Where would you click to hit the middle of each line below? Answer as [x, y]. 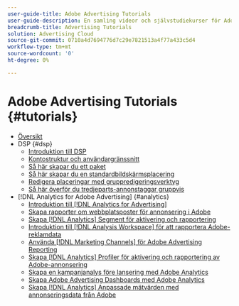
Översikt [30, 136]
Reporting [43, 249]
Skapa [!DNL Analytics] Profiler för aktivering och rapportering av [124, 257]
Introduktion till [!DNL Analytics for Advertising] [97, 204]
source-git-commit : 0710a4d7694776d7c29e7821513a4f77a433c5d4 [101, 40]
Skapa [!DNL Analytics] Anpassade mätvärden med [103, 287]
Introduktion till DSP [57, 151]
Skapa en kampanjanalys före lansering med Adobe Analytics [118, 272]
